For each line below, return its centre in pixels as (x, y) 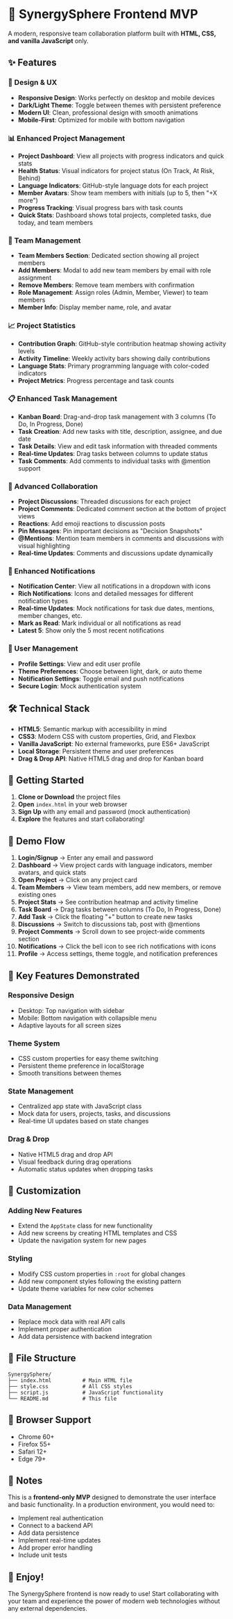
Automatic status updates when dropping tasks (85, 1169)
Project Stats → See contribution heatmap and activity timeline (108, 902)
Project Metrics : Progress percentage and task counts (96, 380)
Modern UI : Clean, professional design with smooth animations (108, 112)
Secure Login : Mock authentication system (79, 686)
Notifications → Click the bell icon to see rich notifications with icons (117, 946)
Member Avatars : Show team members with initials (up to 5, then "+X (118, 193)
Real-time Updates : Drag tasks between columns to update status (113, 453)
